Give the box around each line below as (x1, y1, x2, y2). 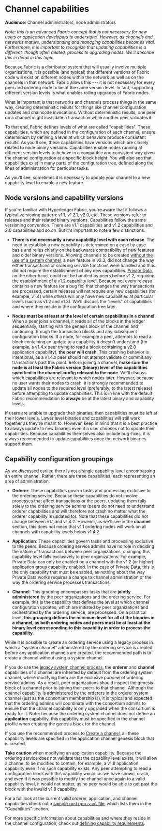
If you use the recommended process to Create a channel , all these (5, 730, 139, 736)
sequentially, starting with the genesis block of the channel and (12, 323, 138, 329)
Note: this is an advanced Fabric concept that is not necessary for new (5, 29, 147, 34)
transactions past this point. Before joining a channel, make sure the (12, 359, 148, 365)
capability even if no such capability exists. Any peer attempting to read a (5, 765, 151, 771)
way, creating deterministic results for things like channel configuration (5, 104, 147, 110)
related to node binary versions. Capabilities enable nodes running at (5, 144, 143, 150)
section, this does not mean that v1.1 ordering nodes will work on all (12, 524, 147, 529)
